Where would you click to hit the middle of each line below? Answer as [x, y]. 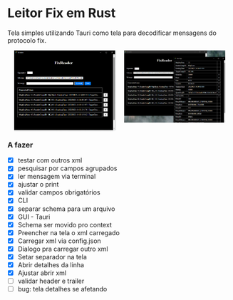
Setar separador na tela [52, 257]
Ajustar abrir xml [42, 273]
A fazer [20, 145]
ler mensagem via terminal [57, 177]
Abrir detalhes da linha [51, 264]
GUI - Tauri [34, 217]
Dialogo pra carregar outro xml [63, 249]
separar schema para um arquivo [66, 209]
